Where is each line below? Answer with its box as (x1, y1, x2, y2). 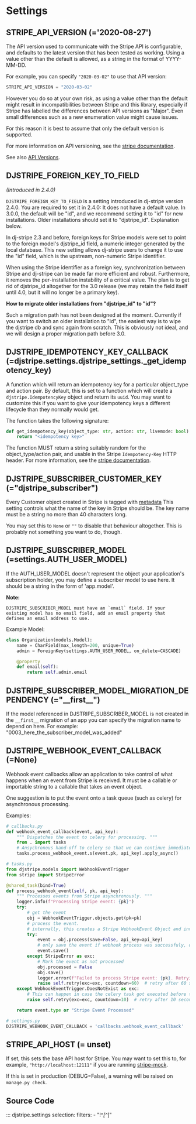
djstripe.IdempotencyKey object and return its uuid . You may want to (6, 393, 171, 400)
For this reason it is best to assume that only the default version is (6, 125, 164, 132)
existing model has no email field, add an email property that (6, 610, 166, 616)
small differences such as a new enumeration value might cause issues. (6, 113, 179, 121)
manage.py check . (6, 1079, 47, 1086)
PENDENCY (6, 695, 50, 705)
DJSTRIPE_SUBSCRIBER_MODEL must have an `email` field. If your (6, 605, 166, 611)
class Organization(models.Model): (6, 637, 93, 643)
